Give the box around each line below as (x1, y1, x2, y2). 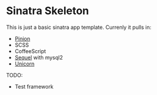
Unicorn (14, 60, 35, 67)
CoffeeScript (14, 47, 46, 54)
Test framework (14, 83, 54, 90)
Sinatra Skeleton (6, 4, 89, 18)
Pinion (14, 35, 31, 42)
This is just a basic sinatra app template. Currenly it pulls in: (6, 24, 152, 31)
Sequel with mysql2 (14, 54, 63, 61)
